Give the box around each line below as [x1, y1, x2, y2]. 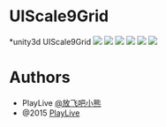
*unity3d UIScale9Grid [9, 36, 92, 47]
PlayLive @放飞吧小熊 [21, 97, 102, 108]
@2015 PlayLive [21, 108, 80, 118]
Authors [9, 68, 71, 87]
